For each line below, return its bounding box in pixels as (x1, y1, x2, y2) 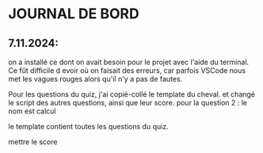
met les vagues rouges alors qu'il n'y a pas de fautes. (8, 75, 183, 83)
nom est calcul (8, 106, 56, 116)
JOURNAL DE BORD (8, 5, 140, 23)
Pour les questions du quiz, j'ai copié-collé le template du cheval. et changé (8, 90, 256, 99)
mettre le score (8, 137, 58, 147)
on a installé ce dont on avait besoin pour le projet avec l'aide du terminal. (8, 57, 250, 67)
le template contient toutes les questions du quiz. (8, 122, 169, 131)
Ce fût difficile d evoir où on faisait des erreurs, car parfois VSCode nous (8, 66, 246, 75)
